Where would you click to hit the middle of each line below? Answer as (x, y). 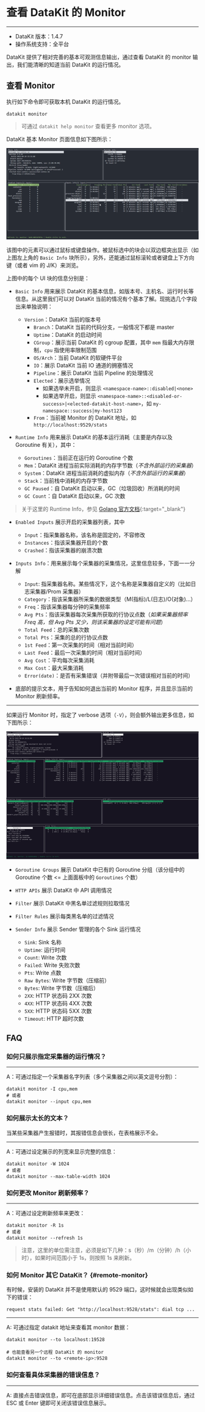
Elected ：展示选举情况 (62, 380)
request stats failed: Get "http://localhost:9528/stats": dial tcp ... (101, 1310)
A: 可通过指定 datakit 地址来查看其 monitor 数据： (68, 1328)
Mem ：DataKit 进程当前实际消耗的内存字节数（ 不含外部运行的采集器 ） (110, 465)
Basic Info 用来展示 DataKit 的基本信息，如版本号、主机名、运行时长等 (104, 291)
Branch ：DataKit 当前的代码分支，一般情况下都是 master (104, 327)
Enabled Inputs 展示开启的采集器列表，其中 (70, 522)
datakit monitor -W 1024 (38, 1164)
